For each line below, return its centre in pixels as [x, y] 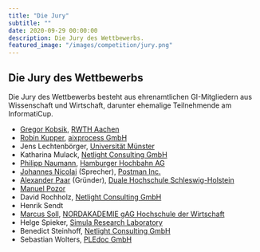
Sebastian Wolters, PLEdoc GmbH [76, 239]
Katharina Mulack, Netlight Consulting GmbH [93, 154]
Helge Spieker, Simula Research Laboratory [91, 222]
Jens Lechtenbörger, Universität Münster [87, 146]
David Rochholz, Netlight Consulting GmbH [91, 197]
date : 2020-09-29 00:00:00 [53, 30]
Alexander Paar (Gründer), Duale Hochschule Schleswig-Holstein [127, 179]
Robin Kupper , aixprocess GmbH [73, 137]
